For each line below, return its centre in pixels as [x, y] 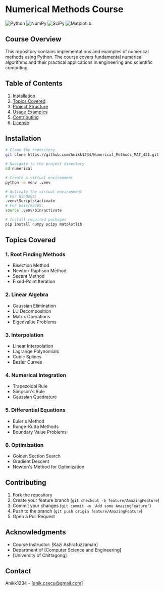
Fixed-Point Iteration [34, 281]
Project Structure [30, 106]
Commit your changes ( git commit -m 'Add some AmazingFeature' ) [82, 505]
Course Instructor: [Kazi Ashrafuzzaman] [55, 544]
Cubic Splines [27, 357]
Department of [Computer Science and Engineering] [67, 550]
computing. [17, 67]
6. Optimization [24, 445]
